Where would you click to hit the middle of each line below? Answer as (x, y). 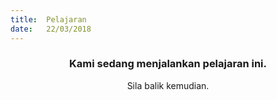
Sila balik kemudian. (168, 85)
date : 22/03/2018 (51, 29)
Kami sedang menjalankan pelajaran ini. (168, 64)
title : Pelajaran (48, 19)
